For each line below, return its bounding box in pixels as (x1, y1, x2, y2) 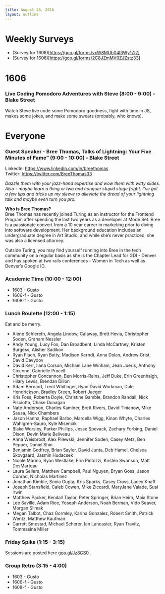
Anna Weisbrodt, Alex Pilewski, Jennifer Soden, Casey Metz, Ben (12, 436, 145, 442)
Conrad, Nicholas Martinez (12, 473, 67, 479)
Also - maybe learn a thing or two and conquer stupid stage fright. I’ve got (5, 186, 158, 192)
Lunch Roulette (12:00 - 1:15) (5, 310, 75, 317)
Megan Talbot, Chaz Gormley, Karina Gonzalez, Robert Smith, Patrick (12, 510, 154, 516)
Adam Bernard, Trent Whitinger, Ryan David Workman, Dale (12, 384, 134, 389)
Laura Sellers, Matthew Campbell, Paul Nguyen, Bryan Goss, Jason (12, 468, 150, 474)
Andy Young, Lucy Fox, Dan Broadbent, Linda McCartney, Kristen (12, 341, 146, 347)
